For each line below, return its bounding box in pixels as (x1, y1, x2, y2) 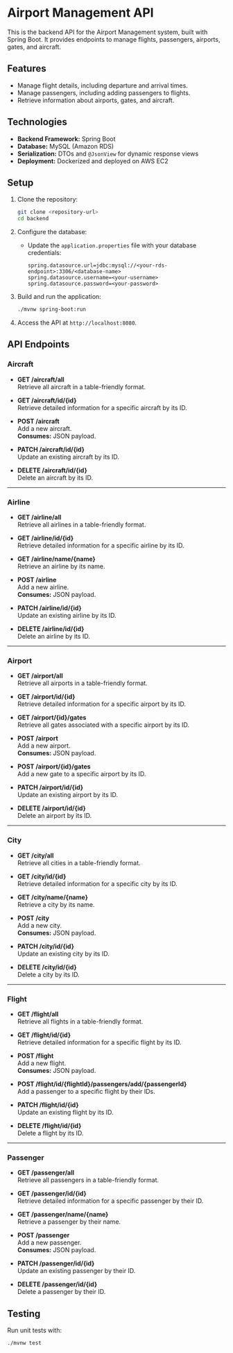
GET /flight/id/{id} (17, 1031, 71, 1039)
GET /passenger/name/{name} (17, 1211, 109, 1219)
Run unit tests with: (7, 1326, 62, 1334)
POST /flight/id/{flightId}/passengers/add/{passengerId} (17, 1079, 187, 1088)
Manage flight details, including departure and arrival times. (17, 81, 189, 90)
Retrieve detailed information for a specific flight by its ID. (17, 1038, 182, 1047)
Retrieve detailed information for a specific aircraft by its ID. (17, 403, 187, 411)
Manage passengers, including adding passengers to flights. (17, 88, 191, 97)
